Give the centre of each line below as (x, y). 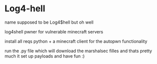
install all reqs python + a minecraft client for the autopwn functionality (76, 41)
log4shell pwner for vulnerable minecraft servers (54, 32)
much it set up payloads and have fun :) (45, 56)
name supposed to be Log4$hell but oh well (49, 22)
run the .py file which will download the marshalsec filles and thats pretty (78, 51)
